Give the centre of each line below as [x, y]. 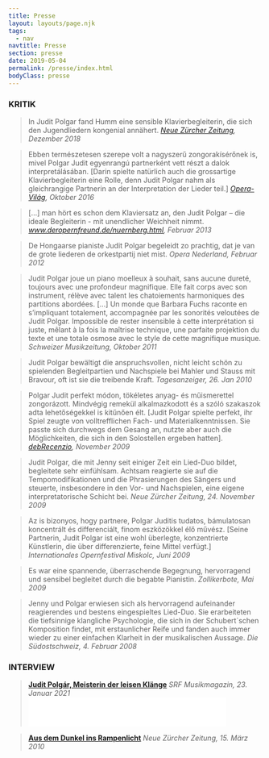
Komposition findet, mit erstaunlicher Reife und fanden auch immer [139, 629]
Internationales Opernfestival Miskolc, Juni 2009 [109, 555]
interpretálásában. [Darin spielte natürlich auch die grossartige [132, 171]
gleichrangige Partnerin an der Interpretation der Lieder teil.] [128, 188]
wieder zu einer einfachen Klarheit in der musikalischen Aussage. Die [143, 637]
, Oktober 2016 [70, 197]
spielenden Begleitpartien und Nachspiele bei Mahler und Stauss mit [142, 371]
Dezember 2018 [54, 139]
